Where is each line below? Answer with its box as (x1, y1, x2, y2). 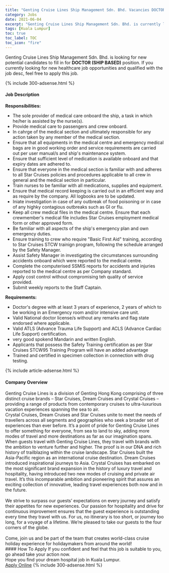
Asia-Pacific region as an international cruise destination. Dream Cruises (5, 455, 156, 461)
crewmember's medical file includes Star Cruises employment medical (12, 214, 159, 220)
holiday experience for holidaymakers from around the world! (5, 541, 132, 547)
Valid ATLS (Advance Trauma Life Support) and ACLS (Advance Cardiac (12, 325, 162, 331)
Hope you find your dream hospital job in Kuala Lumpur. (5, 557, 121, 563)
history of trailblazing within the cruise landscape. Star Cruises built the (5, 449, 153, 455)
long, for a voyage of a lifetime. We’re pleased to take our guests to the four (5, 519, 162, 526)
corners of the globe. (5, 524, 49, 531)
